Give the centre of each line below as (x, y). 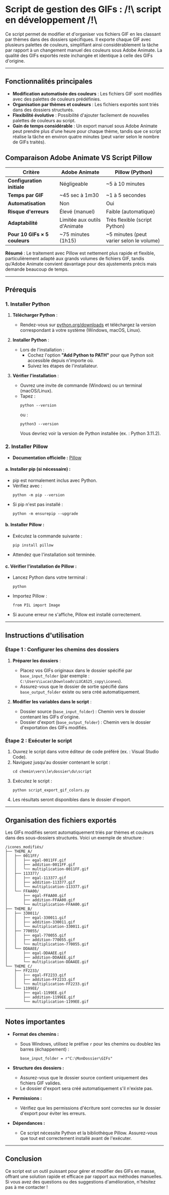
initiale (16, 187)
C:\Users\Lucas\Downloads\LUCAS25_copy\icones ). (71, 681)
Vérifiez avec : (27, 485)
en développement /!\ (51, 20)
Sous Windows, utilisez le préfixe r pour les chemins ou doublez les (90, 1043)
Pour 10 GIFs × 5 (28, 234)
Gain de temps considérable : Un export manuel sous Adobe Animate (85, 126)
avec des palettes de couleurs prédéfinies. (57, 99)
